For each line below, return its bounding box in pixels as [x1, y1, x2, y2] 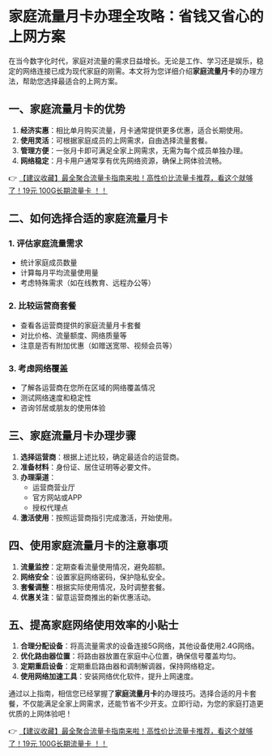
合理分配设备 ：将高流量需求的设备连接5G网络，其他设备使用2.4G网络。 [19, 641, 259, 651]
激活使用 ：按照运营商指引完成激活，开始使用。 [19, 512, 176, 523]
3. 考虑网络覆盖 [8, 362, 69, 374]
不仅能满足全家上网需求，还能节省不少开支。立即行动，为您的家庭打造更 [22, 698, 264, 709]
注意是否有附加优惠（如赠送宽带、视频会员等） [19, 340, 176, 350]
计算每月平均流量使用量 [19, 268, 99, 278]
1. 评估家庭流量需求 [8, 238, 83, 250]
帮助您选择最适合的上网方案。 [22, 76, 122, 86]
